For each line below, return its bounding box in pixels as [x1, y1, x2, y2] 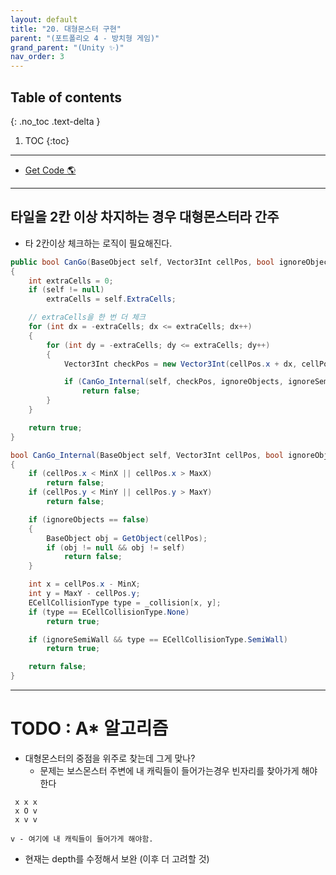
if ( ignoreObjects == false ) [28, 514, 150, 525]
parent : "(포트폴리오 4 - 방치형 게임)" [10, 33, 160, 43]
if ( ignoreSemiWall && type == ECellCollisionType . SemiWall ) [28, 634, 288, 645]
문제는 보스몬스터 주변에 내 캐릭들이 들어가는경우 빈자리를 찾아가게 [39, 764, 300, 776]
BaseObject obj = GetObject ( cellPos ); [46, 533, 208, 543]
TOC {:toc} [24, 134, 70, 146]
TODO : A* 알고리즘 [10, 717, 169, 740]
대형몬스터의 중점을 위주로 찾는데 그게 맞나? [24, 752, 196, 764]
